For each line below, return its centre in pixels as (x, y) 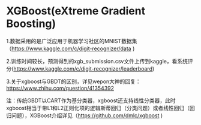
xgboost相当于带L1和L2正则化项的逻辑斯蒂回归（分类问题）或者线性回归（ (98, 108)
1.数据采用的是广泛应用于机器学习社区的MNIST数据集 (72, 41)
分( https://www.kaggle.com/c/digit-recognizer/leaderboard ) (80, 68)
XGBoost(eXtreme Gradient (76, 11)
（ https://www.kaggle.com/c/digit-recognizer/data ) (70, 48)
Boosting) (31, 24)
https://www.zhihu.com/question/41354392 (60, 88)
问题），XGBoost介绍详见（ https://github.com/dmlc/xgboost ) (87, 115)
